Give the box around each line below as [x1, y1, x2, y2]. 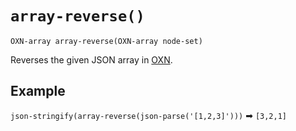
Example [10, 83, 66, 100]
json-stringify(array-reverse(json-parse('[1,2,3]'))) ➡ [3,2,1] [10, 109, 287, 121]
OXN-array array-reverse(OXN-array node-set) [10, 36, 203, 46]
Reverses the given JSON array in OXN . [10, 53, 173, 66]
